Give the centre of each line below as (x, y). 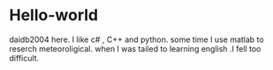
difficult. (24, 58)
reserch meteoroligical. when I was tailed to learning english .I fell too (135, 48)
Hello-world (54, 15)
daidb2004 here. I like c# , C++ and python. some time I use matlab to (136, 39)
